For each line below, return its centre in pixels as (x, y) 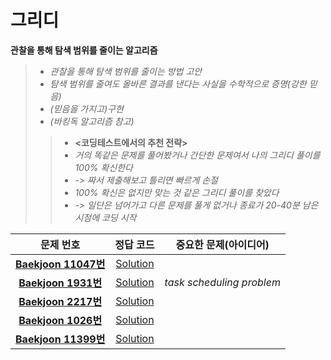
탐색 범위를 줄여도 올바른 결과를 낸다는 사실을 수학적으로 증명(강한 (178, 83)
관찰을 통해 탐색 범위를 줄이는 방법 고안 (126, 71)
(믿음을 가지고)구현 (86, 108)
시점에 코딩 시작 (105, 217)
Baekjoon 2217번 (60, 301)
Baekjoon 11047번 (60, 264)
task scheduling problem (222, 282)
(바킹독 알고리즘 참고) (92, 121)
